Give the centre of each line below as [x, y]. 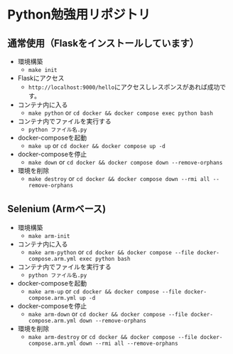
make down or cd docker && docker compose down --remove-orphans [125, 162]
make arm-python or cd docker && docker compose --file [111, 252]
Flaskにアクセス [41, 78]
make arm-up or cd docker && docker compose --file [105, 291]
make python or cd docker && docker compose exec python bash [120, 113]
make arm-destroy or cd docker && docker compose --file [113, 336]
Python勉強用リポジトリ [79, 15]
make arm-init [49, 236]
